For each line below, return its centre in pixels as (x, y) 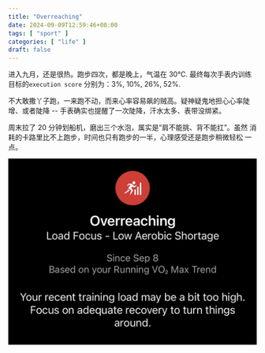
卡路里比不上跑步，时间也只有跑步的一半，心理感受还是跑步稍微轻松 (132, 137)
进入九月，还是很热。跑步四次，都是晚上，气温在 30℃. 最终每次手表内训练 (130, 74)
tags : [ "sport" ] (38, 33)
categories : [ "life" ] (47, 42)
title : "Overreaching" (45, 17)
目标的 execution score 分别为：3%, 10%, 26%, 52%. (95, 84)
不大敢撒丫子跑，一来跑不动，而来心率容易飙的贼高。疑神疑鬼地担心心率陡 (129, 101)
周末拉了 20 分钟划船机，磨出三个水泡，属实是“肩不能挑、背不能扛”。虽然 (128, 128)
